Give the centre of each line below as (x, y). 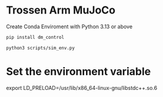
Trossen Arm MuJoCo (61, 10)
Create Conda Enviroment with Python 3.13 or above (69, 26)
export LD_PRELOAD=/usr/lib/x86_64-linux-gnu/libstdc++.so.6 (82, 88)
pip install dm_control (35, 37)
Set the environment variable (79, 71)
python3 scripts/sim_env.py (41, 48)
